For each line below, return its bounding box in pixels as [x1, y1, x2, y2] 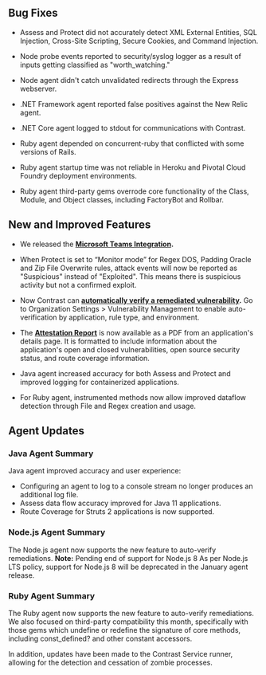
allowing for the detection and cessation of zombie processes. [8, 657, 213, 667]
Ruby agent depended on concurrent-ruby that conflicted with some [19, 139, 244, 148]
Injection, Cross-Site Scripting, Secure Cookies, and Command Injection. [19, 36, 259, 45]
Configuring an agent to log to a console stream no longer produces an [19, 481, 253, 491]
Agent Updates [8, 424, 85, 438]
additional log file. [19, 490, 79, 500]
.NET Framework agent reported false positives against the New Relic [19, 99, 248, 108]
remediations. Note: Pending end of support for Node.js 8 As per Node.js [8, 553, 248, 563]
